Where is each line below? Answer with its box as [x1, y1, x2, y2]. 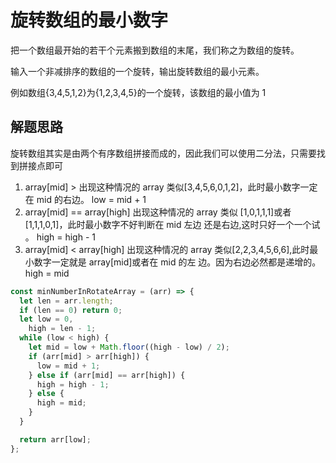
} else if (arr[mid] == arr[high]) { [28, 370, 186, 380]
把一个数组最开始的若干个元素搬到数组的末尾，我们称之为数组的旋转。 [10, 44, 300, 56]
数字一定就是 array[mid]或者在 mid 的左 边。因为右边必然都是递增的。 [33, 256, 322, 268]
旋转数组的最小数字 [10, 9, 169, 32]
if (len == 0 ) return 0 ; [19, 305, 123, 315]
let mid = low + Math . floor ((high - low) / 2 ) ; [28, 342, 230, 352]
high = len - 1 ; [28, 324, 97, 334]
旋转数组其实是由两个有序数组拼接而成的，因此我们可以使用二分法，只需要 [10, 147, 317, 159]
